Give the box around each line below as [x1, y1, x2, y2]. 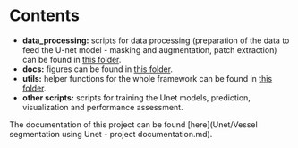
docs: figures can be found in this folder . [21, 64, 173, 74]
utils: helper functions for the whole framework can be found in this [21, 73, 273, 83]
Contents [9, 5, 81, 26]
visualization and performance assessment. [21, 101, 183, 112]
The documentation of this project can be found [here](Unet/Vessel [9, 118, 258, 130]
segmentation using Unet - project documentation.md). [9, 128, 213, 139]
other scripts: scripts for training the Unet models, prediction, [21, 91, 251, 103]
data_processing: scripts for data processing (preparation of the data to [21, 35, 290, 46]
